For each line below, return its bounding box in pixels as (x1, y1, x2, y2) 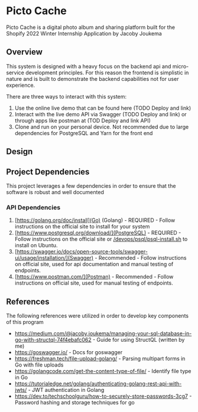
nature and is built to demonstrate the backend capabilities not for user (6, 75, 179, 82)
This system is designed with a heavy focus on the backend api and (6, 63, 171, 70)
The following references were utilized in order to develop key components (6, 312, 189, 319)
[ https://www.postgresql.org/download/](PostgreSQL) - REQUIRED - (14, 229, 181, 237)
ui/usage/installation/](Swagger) (14, 254, 93, 261)
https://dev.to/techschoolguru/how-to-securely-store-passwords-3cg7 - (14, 393, 192, 400)
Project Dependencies (6, 166, 90, 176)
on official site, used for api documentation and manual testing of (14, 261, 174, 268)
